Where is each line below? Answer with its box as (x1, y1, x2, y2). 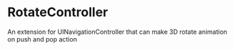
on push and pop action (7, 35, 77, 43)
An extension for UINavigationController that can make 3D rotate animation (7, 27, 228, 36)
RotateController (7, 4, 108, 20)
